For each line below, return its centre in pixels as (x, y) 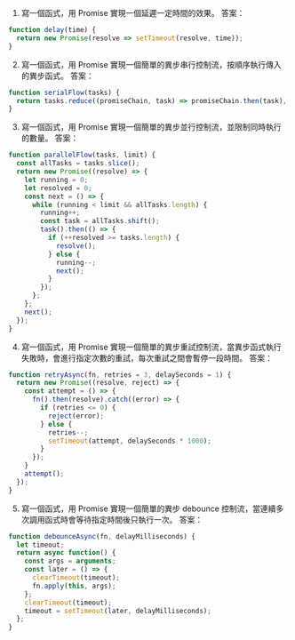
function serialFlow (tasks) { (64, 92)
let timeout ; (40, 545)
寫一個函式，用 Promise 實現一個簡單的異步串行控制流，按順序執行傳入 (151, 64)
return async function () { (66, 553)
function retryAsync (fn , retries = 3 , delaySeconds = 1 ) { (120, 375)
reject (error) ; (76, 416)
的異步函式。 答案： (57, 76)
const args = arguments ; (70, 561)
